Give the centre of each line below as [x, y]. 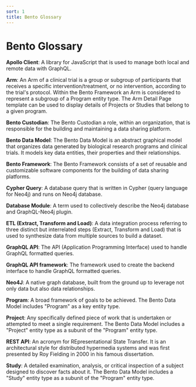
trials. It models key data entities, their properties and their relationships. [94, 153]
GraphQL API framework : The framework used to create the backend [90, 265]
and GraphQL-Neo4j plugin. [39, 212]
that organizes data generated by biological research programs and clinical [97, 146]
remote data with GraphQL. [39, 69]
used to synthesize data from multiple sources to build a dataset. [85, 236]
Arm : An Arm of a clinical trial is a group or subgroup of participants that [94, 80]
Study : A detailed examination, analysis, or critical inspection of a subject [95, 366]
